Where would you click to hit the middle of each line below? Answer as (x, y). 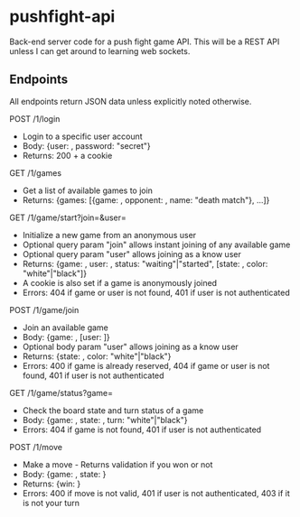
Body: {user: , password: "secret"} (86, 145)
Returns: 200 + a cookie (67, 155)
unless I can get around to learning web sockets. (100, 51)
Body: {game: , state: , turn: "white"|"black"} (105, 420)
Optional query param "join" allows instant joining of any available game (156, 245)
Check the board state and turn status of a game (113, 410)
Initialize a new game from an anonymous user (109, 235)
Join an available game (65, 328)
